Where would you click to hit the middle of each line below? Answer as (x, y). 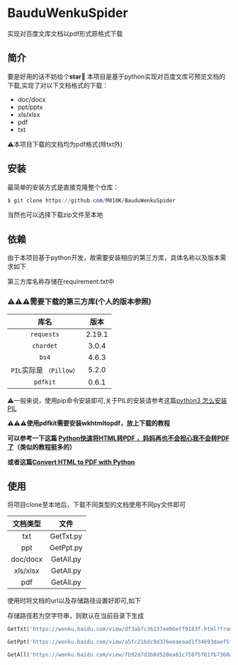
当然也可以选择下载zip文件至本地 (55, 215)
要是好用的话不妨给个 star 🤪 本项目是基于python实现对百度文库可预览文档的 (116, 76)
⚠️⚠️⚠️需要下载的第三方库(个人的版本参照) (79, 302)
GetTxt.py (66, 536)
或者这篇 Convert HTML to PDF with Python (71, 462)
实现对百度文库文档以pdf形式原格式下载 (65, 33)
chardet (45, 346)
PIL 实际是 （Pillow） (45, 370)
